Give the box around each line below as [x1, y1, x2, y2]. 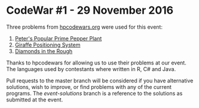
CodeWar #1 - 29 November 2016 [6, 4, 174, 17]
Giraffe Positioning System [14, 41, 81, 48]
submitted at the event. [6, 96, 63, 103]
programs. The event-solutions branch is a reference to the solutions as [6, 90, 183, 97]
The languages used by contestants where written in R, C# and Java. [6, 65, 176, 72]
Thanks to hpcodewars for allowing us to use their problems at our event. [6, 59, 186, 66]
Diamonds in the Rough [14, 47, 73, 54]
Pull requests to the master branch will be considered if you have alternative [6, 77, 194, 84]
